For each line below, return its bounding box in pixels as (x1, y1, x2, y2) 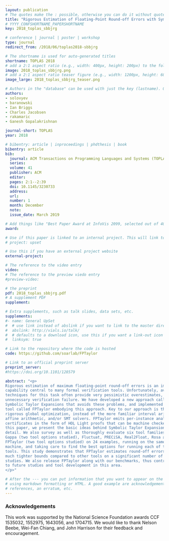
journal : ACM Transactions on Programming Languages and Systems (10, 156, 150, 161)
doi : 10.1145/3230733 (10, 184, 55, 189)
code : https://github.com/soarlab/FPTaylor (5, 351, 98, 356)
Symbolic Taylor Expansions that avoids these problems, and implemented (5, 402, 163, 407)
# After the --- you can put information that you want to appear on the (5, 477, 163, 482)
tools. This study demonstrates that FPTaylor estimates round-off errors (5, 449, 165, 454)
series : (10, 161, 26, 166)
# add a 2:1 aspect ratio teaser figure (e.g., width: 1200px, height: (5, 73, 158, 78)
